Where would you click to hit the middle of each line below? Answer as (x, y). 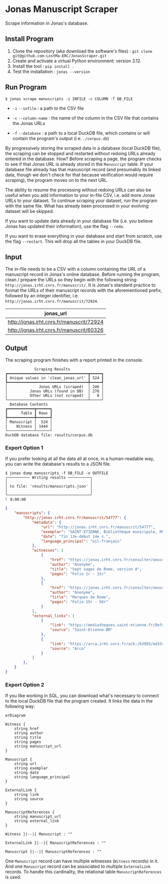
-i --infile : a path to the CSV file (48, 108)
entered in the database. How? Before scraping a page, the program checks (83, 159)
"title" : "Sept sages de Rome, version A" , (96, 569)
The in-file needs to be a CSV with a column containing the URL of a (75, 269)
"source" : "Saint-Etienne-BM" (81, 630)
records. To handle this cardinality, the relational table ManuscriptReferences (83, 872)
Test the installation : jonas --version (51, 71)
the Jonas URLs (29, 123)
